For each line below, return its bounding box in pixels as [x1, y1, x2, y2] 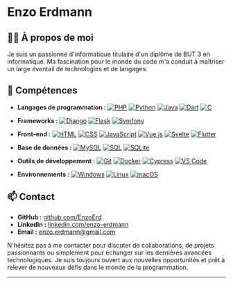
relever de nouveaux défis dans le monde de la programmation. [7, 263, 189, 271]
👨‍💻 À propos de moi [7, 32, 94, 44]
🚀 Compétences [7, 84, 78, 97]
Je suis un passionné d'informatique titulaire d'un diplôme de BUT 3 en [7, 50, 210, 58]
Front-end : [17, 129, 51, 138]
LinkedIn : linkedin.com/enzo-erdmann [17, 220, 129, 228]
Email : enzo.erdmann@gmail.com [17, 228, 116, 236]
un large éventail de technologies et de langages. [7, 65, 148, 73]
